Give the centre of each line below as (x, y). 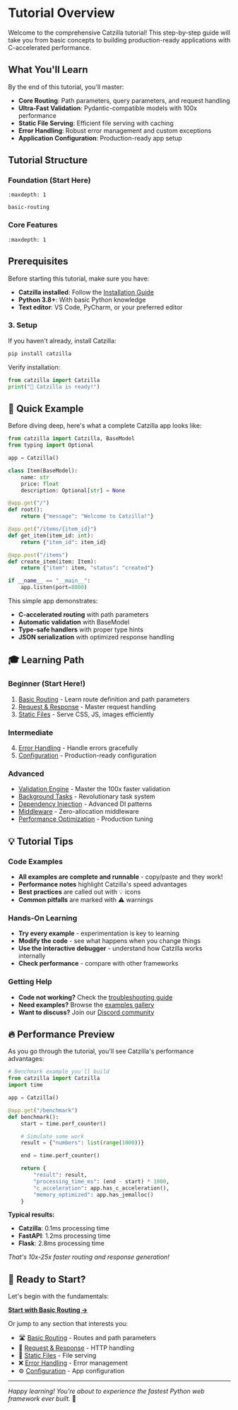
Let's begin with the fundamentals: (58, 1296)
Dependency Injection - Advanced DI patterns (85, 804)
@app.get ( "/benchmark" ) (43, 1110)
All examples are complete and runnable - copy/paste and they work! (120, 877)
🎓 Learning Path (46, 660)
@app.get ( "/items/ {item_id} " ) (53, 529)
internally (32, 956)
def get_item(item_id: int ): (51, 535)
